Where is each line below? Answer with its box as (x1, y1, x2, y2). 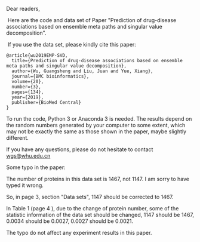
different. (6, 134, 29, 141)
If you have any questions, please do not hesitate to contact (6, 146, 153, 153)
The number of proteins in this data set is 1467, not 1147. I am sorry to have (6, 176, 190, 182)
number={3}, (11, 84, 42, 90)
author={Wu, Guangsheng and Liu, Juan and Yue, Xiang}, (11, 68, 153, 74)
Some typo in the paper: (6, 164, 66, 171)
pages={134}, (11, 89, 44, 95)
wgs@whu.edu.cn (6, 152, 51, 159)
